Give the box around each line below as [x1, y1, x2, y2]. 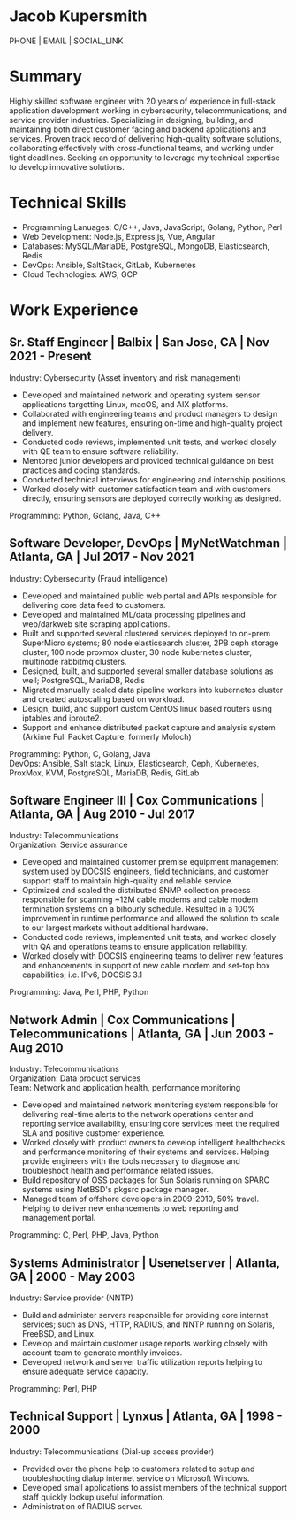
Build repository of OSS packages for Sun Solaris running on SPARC [21, 1175, 270, 1185]
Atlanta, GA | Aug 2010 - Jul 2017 [9, 807, 195, 822]
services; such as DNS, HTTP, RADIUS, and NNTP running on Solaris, [21, 1319, 276, 1330]
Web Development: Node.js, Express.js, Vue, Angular [21, 231, 216, 242]
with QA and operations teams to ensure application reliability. [21, 941, 248, 952]
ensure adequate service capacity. [21, 1366, 148, 1377]
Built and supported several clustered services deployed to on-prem [21, 628, 271, 638]
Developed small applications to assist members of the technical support [21, 1482, 287, 1492]
